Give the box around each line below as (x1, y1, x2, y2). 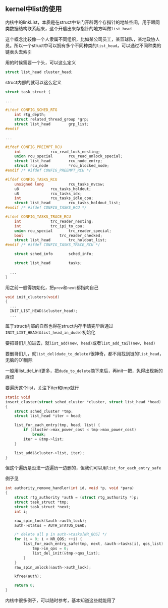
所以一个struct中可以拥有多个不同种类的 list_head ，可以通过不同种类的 (14, 42, 161, 48)
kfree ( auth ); (14, 574, 42, 579)
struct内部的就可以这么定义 (5, 79, 62, 85)
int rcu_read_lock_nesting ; (14, 149, 100, 154)
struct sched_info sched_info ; (14, 252, 94, 257)
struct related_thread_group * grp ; (14, 117, 89, 122)
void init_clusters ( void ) (5, 294, 60, 299)
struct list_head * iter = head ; (14, 413, 82, 418)
